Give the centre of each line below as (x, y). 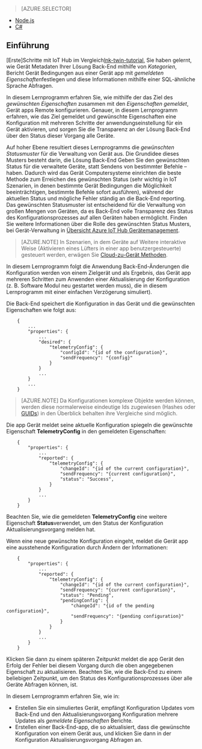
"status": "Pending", (87, 595)
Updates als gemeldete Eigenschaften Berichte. (74, 720)
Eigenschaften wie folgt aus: (41, 310)
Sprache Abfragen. (30, 85)
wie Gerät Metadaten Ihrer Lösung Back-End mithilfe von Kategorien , (92, 66)
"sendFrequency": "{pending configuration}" (127, 616)
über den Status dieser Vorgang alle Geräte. (61, 135)
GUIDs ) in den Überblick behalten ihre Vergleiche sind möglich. (99, 413)
